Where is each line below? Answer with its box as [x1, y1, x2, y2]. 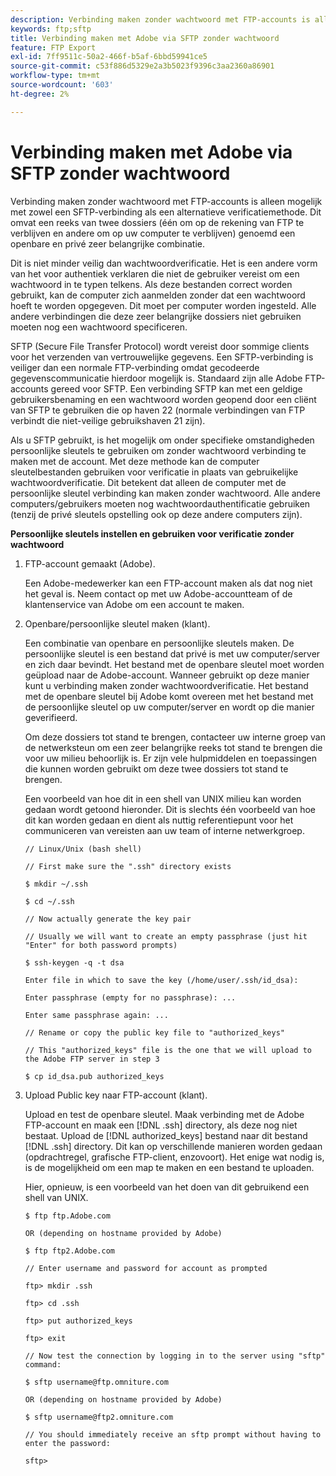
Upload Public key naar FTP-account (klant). [24, 1089, 208, 1101]
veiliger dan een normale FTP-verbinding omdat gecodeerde [10, 361, 260, 373]
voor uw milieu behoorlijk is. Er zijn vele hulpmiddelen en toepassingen [24, 752, 317, 764]
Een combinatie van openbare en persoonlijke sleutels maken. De [24, 637, 295, 649]
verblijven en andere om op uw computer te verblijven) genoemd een [10, 227, 296, 239]
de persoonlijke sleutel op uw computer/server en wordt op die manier [24, 701, 315, 713]
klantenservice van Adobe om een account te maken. [24, 598, 245, 610]
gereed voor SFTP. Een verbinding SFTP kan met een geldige [50, 382, 303, 395]
